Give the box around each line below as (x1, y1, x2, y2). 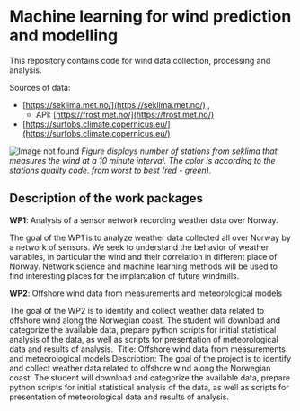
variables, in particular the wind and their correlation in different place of (9, 251, 278, 262)
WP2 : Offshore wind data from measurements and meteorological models (9, 288, 283, 299)
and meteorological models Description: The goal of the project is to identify (9, 353, 292, 363)
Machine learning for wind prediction (9, 6, 292, 27)
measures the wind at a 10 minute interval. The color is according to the (9, 155, 276, 165)
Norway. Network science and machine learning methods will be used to (9, 261, 278, 272)
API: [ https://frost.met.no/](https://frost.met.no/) (35, 109, 215, 120)
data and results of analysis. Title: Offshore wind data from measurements (9, 344, 286, 354)
